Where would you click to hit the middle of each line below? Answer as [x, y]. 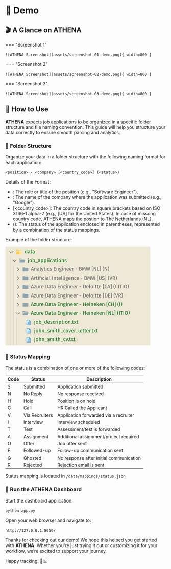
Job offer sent [72, 444]
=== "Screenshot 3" [27, 84]
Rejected [33, 465]
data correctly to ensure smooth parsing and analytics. [63, 132]
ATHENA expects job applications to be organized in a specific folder [78, 122]
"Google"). [24, 203]
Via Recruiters [38, 415]
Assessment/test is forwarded [89, 429]
